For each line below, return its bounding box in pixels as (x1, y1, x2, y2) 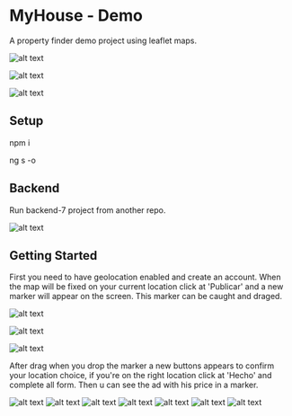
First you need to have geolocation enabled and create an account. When (9, 271, 281, 283)
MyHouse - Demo (9, 5, 144, 26)
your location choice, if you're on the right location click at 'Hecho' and (9, 370, 272, 381)
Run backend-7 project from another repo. (9, 204, 166, 216)
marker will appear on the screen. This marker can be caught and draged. (9, 291, 283, 302)
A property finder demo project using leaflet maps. (9, 35, 198, 46)
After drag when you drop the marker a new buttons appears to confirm (9, 360, 275, 371)
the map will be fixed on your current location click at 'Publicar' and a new (9, 281, 284, 292)
